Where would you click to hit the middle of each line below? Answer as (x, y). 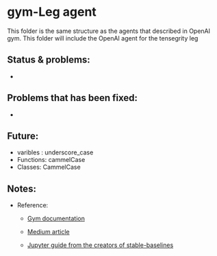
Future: (23, 136)
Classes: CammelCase (49, 167)
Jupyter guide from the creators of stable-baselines (100, 245)
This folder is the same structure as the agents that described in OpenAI (109, 31)
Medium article (48, 232)
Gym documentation (56, 219)
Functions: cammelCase (51, 160)
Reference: (33, 205)
